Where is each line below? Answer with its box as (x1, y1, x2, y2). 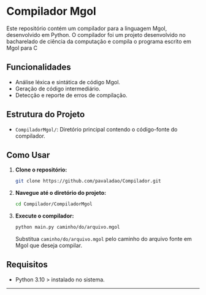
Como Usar (6, 149, 50, 160)
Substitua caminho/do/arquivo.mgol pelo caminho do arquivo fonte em (15, 235, 192, 242)
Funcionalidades (6, 62, 72, 73)
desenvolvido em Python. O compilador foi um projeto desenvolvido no (6, 31, 186, 38)
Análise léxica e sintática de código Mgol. (15, 78, 121, 85)
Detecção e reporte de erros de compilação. (15, 91, 128, 99)
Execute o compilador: (15, 212, 74, 219)
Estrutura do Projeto (6, 109, 85, 120)
